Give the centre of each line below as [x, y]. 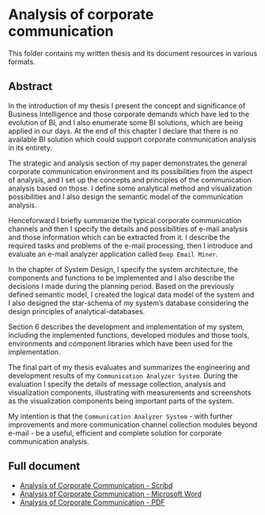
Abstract [30, 87]
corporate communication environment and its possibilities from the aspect [131, 171]
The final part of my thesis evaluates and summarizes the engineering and [129, 367]
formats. [22, 62]
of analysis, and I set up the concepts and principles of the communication [130, 180]
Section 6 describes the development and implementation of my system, [127, 327]
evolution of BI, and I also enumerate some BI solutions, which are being [126, 122]
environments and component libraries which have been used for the [121, 343]
